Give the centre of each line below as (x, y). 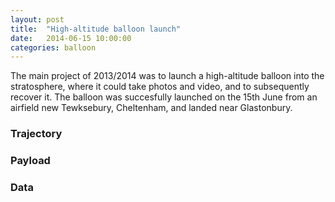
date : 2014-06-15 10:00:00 (71, 38)
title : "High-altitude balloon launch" (96, 29)
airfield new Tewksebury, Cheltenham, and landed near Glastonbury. (151, 108)
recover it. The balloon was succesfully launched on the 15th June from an (164, 97)
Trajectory (36, 134)
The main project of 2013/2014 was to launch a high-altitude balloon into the (167, 76)
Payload (30, 161)
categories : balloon (53, 47)
